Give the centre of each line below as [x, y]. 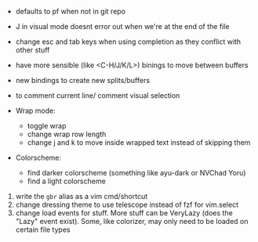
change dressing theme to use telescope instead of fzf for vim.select [127, 204]
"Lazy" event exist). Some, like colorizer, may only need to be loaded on [132, 221]
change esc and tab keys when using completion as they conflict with [128, 42]
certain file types [43, 229]
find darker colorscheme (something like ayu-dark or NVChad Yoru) [136, 173]
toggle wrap [47, 126]
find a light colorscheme [66, 181]
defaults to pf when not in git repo [71, 11]
